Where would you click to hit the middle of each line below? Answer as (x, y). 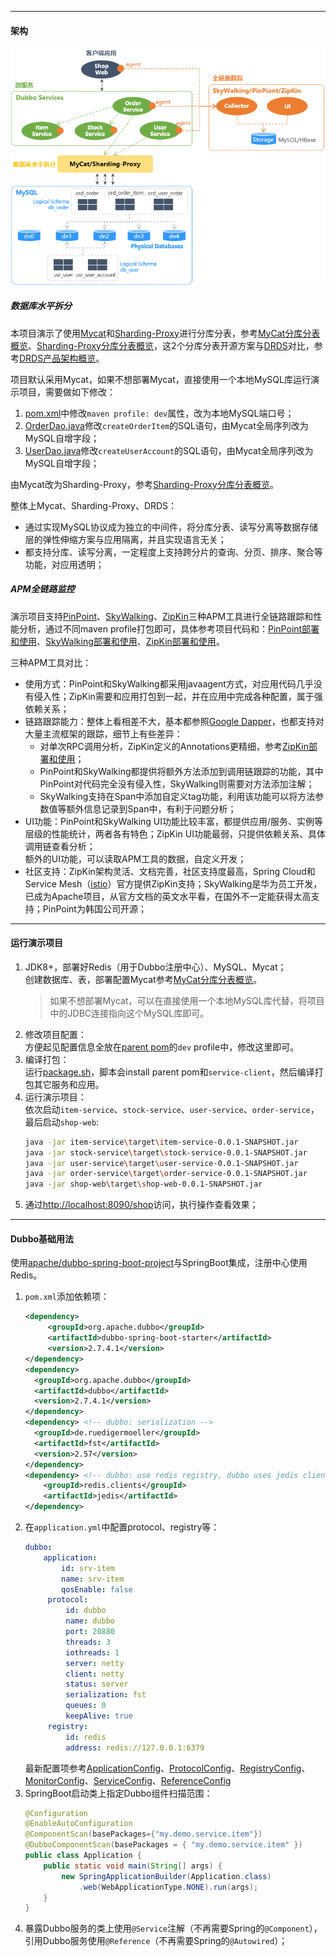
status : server (97, 1684)
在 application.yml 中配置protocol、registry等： (122, 1527)
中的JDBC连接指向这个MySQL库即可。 (129, 1013)
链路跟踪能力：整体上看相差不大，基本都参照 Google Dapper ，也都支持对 (174, 721)
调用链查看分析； (60, 846)
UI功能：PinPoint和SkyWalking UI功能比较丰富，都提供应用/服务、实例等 (174, 821)
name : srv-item (93, 1579)
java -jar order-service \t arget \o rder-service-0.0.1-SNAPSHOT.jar (166, 1174)
